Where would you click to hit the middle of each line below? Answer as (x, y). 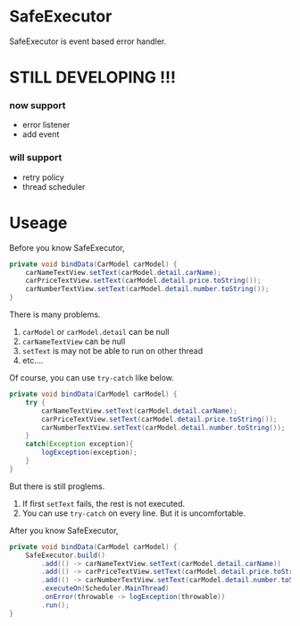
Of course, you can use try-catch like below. (92, 378)
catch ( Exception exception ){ (79, 444)
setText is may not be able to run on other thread (112, 351)
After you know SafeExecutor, (64, 530)
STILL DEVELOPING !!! (93, 77)
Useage (38, 223)
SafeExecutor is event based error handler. (88, 41)
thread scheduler (54, 186)
